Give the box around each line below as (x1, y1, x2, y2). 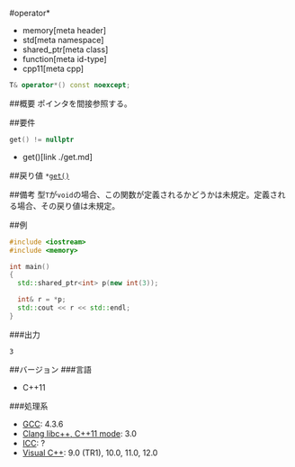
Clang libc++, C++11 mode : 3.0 (22, 427, 138, 439)
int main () (9, 262, 50, 271)
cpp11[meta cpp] (22, 63, 84, 74)
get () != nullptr (9, 135, 75, 144)
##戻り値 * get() (9, 170, 70, 181)
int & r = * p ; (17, 295, 67, 304)
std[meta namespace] (22, 35, 104, 45)
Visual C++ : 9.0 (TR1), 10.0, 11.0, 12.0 (22, 447, 158, 458)
